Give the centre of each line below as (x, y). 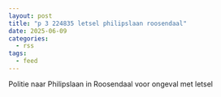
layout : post (30, 16)
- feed (27, 61)
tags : (17, 53)
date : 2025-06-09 (38, 31)
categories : (28, 38)
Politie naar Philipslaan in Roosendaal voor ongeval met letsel (111, 84)
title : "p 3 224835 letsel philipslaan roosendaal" (97, 23)
